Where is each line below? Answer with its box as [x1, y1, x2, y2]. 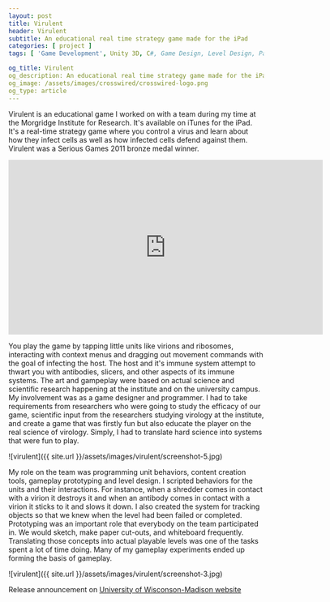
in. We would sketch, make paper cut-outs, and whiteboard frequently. [8, 527, 244, 537]
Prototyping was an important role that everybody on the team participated [8, 519, 259, 528]
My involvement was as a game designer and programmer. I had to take [8, 392, 248, 402]
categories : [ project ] [8, 42, 92, 50]
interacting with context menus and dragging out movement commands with [8, 349, 264, 359]
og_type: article [8, 87, 67, 95]
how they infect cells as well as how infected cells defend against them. [8, 134, 248, 144]
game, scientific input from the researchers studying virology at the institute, [8, 410, 264, 420]
